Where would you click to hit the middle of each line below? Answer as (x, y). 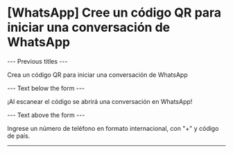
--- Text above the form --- (46, 115)
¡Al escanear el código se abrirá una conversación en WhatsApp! (100, 101)
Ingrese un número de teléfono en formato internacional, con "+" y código (113, 128)
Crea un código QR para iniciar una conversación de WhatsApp (98, 75)
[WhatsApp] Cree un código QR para (114, 13)
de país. (19, 136)
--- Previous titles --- (37, 61)
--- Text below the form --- (46, 88)
